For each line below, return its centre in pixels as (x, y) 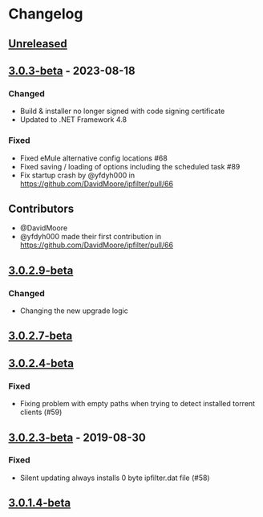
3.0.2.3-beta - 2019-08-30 (77, 437)
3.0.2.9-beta (41, 270)
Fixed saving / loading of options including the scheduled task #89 (130, 166)
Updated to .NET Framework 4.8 (73, 120)
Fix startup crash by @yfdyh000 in (77, 175)
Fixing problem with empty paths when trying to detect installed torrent (137, 404)
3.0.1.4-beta (40, 503)
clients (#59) (41, 412)
